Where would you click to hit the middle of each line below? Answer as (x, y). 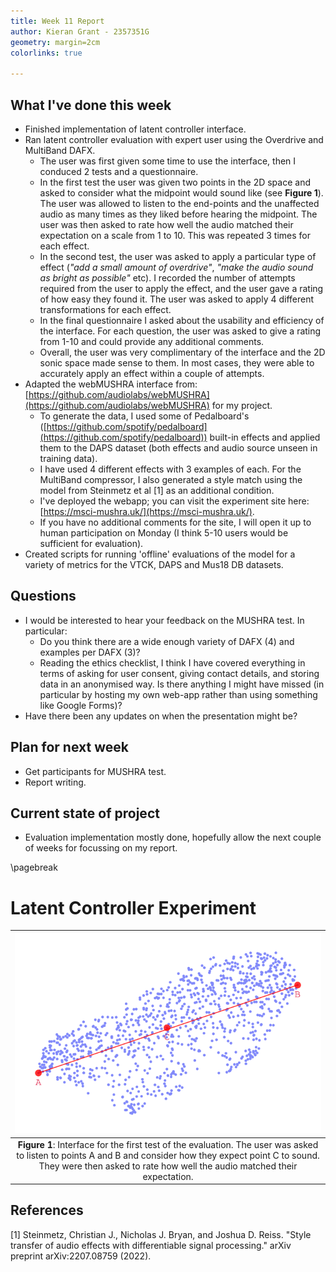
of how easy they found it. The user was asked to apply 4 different (176, 299)
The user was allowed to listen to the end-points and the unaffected (179, 203)
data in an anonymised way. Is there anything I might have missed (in (182, 684)
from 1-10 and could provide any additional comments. (152, 341)
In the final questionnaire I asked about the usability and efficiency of (182, 320)
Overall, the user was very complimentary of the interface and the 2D (182, 352)
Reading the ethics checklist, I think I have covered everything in (172, 662)
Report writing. (55, 782)
